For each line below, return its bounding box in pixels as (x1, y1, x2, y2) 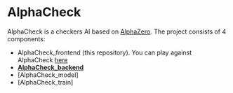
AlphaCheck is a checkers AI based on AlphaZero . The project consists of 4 (7, 27, 227, 36)
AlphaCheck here (17, 55, 68, 64)
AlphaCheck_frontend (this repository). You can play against (17, 48, 192, 57)
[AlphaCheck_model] (17, 71, 79, 79)
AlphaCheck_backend (17, 63, 84, 71)
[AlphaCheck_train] (17, 78, 74, 86)
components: (7, 34, 46, 43)
